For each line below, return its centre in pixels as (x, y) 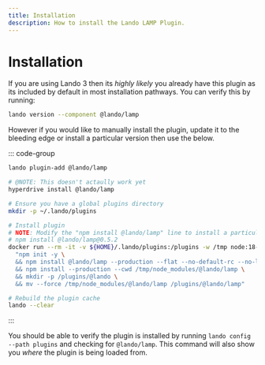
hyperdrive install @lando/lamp (61, 190)
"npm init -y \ (40, 255)
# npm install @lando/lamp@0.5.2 (63, 240)
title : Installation (42, 15)
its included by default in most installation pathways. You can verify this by (129, 92)
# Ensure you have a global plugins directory (86, 203)
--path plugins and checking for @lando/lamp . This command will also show (131, 345)
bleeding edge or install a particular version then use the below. (112, 138)
